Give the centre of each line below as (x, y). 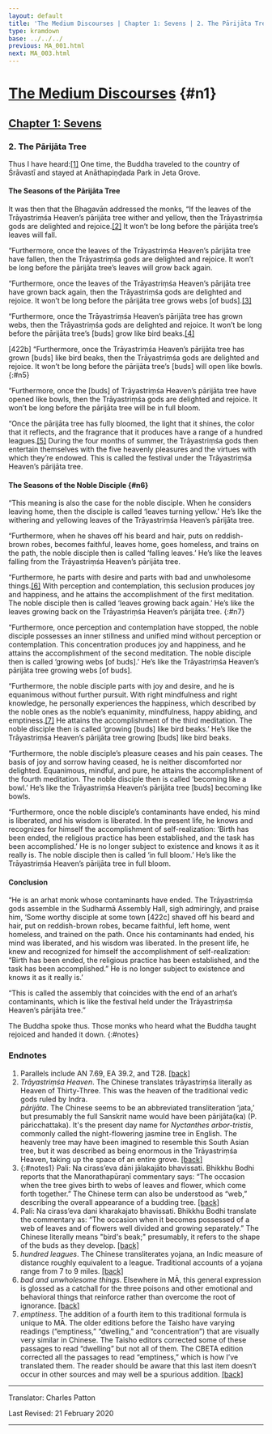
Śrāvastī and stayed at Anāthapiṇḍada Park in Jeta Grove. (104, 172)
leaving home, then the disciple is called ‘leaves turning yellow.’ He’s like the (135, 511)
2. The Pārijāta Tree (48, 146)
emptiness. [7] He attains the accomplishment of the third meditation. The (130, 720)
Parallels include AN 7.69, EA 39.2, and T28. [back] (105, 1073)
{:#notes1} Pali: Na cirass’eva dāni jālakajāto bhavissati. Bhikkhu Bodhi (137, 1168)
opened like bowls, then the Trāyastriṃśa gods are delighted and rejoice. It (133, 399)
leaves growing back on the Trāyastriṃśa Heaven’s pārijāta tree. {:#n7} (127, 612)
